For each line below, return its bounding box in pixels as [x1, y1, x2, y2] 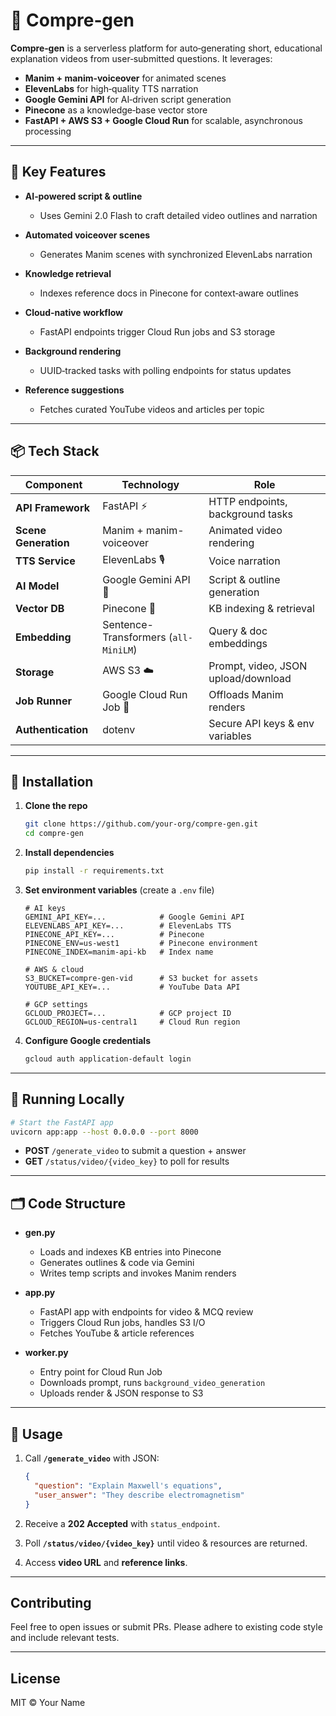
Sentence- [102, 617, 154, 631]
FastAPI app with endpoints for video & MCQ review [39, 1306, 254, 1318]
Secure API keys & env [208, 716, 315, 730]
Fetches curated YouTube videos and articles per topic [39, 403, 265, 415]
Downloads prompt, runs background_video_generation [39, 1377, 266, 1389]
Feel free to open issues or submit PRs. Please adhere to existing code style [10, 1621, 323, 1633]
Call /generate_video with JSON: [24, 1452, 160, 1464]
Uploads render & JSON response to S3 [39, 1387, 204, 1399]
